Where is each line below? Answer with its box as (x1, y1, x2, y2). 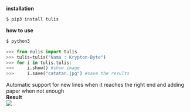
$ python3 (6, 38, 30, 44)
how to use (6, 26, 34, 34)
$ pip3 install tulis (6, 16, 59, 22)
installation (6, 5, 34, 12)
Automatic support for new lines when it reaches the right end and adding (6, 82, 185, 89)
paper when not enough (6, 87, 65, 94)
